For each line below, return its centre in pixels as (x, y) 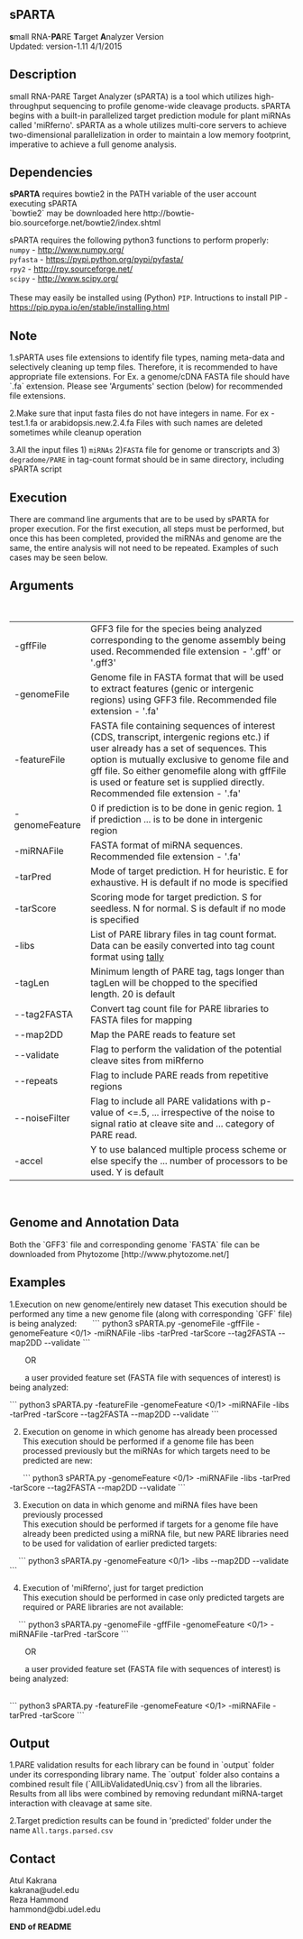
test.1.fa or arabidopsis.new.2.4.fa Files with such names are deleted (136, 423)
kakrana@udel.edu (44, 1890)
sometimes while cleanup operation (76, 433)
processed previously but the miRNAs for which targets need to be (146, 1450)
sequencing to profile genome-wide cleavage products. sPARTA (172, 106)
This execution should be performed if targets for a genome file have (151, 1524)
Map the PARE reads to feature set (163, 1034)
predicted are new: (57, 1460)
